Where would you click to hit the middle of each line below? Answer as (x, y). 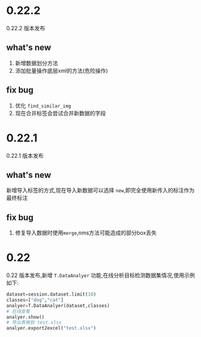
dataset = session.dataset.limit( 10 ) (51, 294)
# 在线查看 (18, 311)
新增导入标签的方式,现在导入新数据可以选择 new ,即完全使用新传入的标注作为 (101, 190)
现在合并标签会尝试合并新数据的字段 (60, 113)
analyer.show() (26, 317)
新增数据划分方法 (36, 63)
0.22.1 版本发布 (25, 155)
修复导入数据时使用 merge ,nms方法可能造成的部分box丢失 (86, 233)
